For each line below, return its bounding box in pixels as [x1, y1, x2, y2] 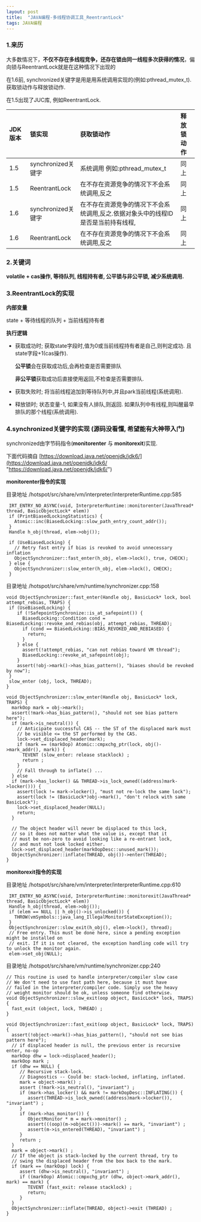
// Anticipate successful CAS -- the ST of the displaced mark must [17, 725, 191, 731]
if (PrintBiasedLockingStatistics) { [8, 513, 103, 519]
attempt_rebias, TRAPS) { [6, 599, 71, 605]
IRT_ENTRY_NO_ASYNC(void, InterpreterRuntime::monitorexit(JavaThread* [8, 893, 191, 899]
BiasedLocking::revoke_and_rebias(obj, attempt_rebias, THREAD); [6, 620, 172, 626]
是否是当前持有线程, [80, 218, 136, 226]
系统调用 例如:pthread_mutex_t [80, 164, 166, 172]
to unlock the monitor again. [6, 945, 82, 952]
